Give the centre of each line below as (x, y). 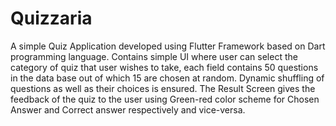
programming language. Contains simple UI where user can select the (154, 56)
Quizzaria (51, 18)
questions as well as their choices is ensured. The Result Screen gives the (163, 88)
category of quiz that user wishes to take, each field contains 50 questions (164, 67)
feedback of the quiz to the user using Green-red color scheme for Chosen (165, 99)
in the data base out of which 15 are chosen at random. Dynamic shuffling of (167, 78)
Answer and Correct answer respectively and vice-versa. (128, 109)
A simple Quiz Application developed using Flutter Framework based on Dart (168, 46)
